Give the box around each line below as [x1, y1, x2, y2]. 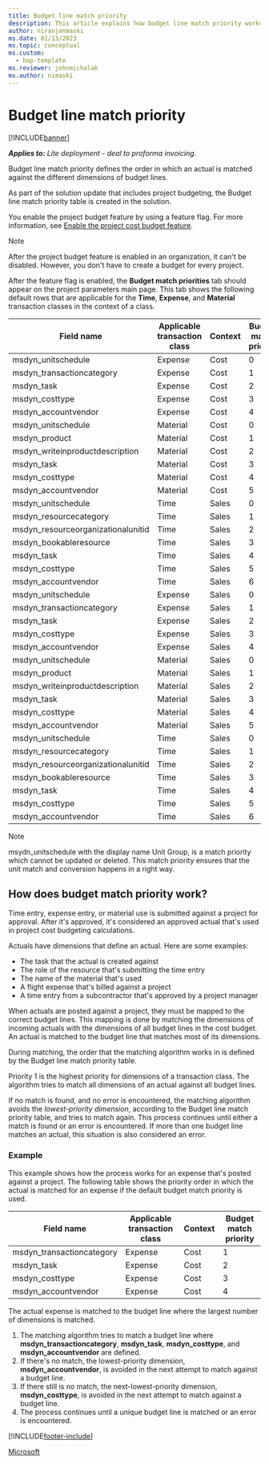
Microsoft [8, 1446, 40, 1456]
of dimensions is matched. [8, 1315, 96, 1324]
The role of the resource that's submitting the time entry [19, 965, 206, 975]
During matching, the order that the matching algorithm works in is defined [8, 1047, 255, 1057]
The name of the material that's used [19, 973, 143, 984]
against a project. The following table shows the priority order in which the [8, 1177, 254, 1186]
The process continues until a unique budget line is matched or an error [19, 1407, 257, 1417]
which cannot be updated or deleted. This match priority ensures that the [8, 855, 250, 865]
